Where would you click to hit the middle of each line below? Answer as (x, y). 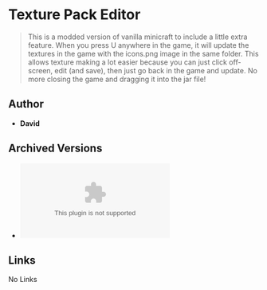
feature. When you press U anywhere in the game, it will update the (138, 45)
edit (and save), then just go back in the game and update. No (156, 70)
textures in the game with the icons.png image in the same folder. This (143, 53)
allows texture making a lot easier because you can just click (127, 62)
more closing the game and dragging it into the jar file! (117, 79)
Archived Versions (55, 149)
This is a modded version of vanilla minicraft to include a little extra (137, 37)
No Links (23, 280)
